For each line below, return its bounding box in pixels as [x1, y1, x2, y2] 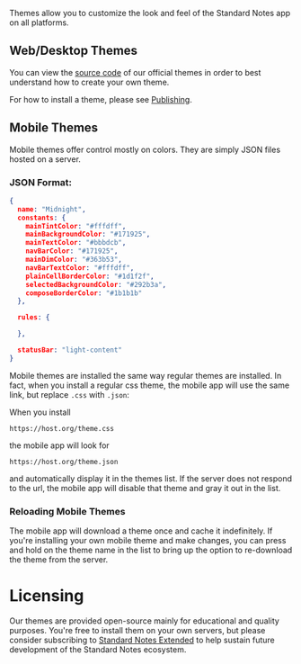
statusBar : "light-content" [17, 345, 123, 354]
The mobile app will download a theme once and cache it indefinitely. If [9, 525, 273, 536]
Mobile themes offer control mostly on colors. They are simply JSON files [9, 144, 281, 155]
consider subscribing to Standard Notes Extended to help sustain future [9, 634, 276, 646]
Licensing [9, 586, 84, 606]
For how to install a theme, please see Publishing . [9, 94, 193, 104]
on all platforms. [9, 17, 69, 28]
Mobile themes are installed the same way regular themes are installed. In [9, 370, 282, 381]
